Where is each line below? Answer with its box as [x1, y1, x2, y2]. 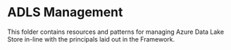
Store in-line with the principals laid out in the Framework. [7, 35, 175, 43]
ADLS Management [7, 4, 123, 20]
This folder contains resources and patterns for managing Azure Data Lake [7, 27, 224, 36]
